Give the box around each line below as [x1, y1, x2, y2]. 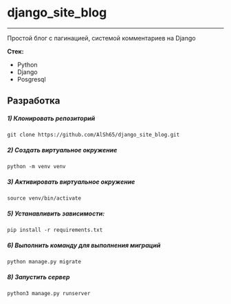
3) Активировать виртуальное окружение [7, 177, 135, 186]
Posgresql [16, 75, 46, 83]
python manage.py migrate [7, 259, 81, 266]
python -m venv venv [7, 163, 67, 170]
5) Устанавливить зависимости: [7, 209, 105, 218]
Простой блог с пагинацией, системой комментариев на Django [7, 34, 196, 42]
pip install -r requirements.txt [7, 226, 103, 234]
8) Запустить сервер [7, 272, 70, 281]
